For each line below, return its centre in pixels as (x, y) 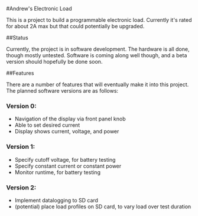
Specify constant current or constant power (68, 166)
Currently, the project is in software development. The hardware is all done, (98, 49)
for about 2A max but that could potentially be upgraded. (75, 26)
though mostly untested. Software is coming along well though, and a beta (97, 55)
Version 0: (21, 106)
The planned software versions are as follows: (62, 91)
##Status (17, 37)
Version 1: (21, 147)
